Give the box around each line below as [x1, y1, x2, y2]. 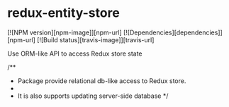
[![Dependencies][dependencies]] [123, 28, 223, 37]
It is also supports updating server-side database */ [17, 92, 169, 100]
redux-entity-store [7, 5, 121, 21]
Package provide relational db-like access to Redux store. [17, 76, 186, 85]
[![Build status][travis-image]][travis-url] [36, 35, 155, 44]
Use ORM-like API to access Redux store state [7, 49, 143, 58]
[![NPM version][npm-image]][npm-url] [7, 28, 122, 37]
